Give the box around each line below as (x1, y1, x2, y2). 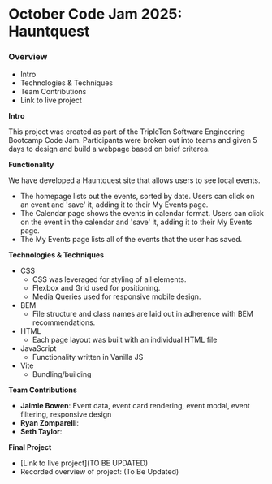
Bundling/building (32, 369, 92, 379)
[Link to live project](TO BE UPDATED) (19, 458, 149, 468)
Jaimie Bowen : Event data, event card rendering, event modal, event (19, 401, 250, 411)
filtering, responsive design (19, 409, 112, 419)
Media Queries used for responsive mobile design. (32, 292, 201, 301)
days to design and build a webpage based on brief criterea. (8, 144, 210, 154)
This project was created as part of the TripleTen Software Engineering (8, 127, 245, 136)
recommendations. (32, 318, 96, 327)
